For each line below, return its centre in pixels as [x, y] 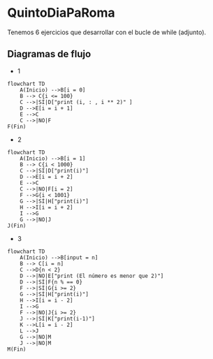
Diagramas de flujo [49, 54]
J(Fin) [17, 226]
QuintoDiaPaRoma [61, 13]
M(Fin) [17, 349]
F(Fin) [17, 126]
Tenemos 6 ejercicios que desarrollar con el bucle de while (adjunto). [107, 32]
